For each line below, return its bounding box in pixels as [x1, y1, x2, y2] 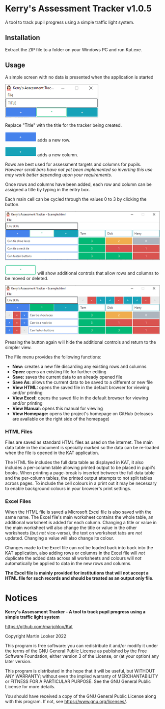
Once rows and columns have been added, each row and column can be [5, 181, 152, 187]
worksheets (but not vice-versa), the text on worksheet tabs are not [5, 530, 142, 536]
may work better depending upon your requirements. [5, 172, 112, 177]
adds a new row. [37, 137, 71, 143]
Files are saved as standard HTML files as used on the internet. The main [5, 439, 153, 445]
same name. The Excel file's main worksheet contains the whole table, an [5, 514, 154, 520]
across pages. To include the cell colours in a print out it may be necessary [5, 480, 157, 486]
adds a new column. [37, 151, 79, 158]
